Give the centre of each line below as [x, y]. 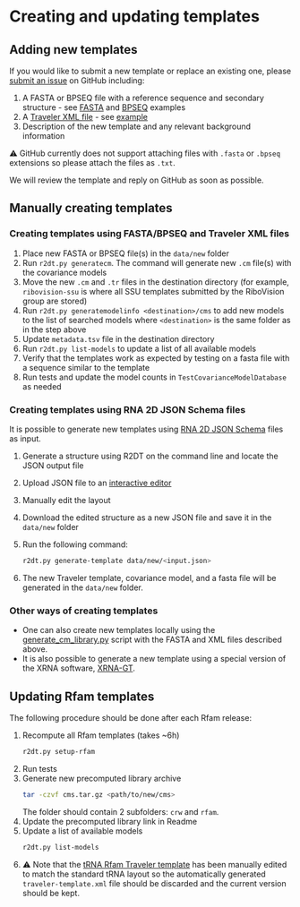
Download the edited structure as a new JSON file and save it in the [147, 518]
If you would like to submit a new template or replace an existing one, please [150, 71]
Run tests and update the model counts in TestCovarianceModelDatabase [154, 377]
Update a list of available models [82, 831]
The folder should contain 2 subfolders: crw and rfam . [120, 811]
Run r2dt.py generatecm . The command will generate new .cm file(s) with [157, 262]
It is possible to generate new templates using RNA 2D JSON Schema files [146, 429]
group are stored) [55, 301]
